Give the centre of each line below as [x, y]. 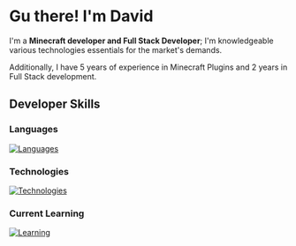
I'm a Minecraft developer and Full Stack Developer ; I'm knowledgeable [141, 41]
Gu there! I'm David [81, 16]
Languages [34, 130]
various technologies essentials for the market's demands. [116, 49]
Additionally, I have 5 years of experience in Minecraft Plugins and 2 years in [148, 67]
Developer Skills [55, 104]
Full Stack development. [53, 76]
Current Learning [47, 213]
